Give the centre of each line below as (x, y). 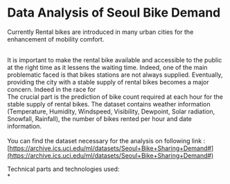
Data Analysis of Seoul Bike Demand (114, 13)
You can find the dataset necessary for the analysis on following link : (106, 140)
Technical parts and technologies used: (63, 169)
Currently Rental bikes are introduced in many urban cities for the (100, 32)
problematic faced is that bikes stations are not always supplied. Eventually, (115, 75)
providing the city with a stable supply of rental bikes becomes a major (108, 82)
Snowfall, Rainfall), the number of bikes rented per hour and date (99, 118)
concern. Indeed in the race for (52, 89)
